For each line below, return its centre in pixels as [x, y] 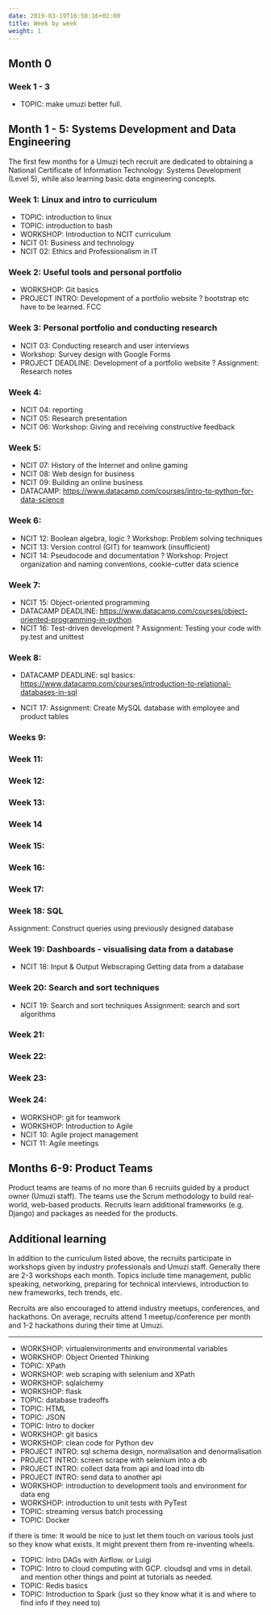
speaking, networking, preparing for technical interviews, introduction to [129, 1284]
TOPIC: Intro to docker [57, 1426]
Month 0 [30, 63]
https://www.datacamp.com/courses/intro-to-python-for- [158, 491]
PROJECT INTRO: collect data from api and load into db [112, 1469]
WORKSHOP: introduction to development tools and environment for [133, 1486]
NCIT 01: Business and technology [77, 243]
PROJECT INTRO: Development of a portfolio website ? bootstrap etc [135, 299]
